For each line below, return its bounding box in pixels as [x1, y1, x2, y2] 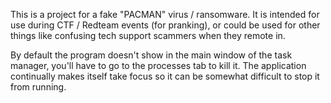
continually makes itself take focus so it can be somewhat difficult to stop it [10, 70, 320, 82]
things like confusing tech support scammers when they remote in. [10, 30, 286, 41]
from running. [10, 81, 67, 93]
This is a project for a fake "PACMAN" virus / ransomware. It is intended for [10, 9, 320, 20]
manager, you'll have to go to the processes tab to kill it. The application [10, 60, 307, 71]
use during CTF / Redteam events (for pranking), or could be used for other [10, 19, 321, 31]
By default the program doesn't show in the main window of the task [10, 49, 293, 61]
